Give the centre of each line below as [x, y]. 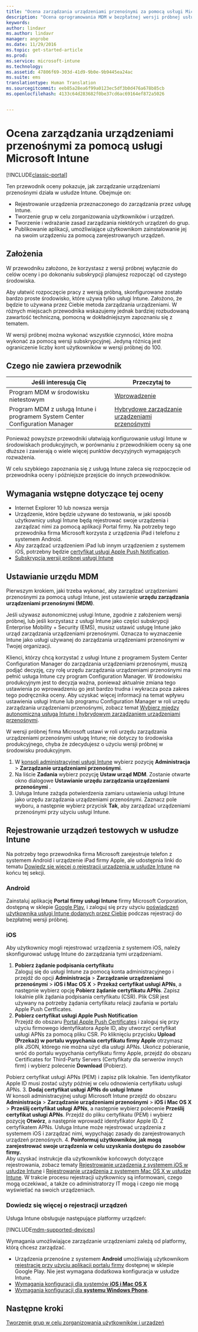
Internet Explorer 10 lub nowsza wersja [62, 508]
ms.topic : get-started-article [44, 50]
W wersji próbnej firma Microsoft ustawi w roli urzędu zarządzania [87, 731]
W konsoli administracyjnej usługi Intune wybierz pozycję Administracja [102, 762]
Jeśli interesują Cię [59, 382]
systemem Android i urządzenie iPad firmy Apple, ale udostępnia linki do [94, 860]
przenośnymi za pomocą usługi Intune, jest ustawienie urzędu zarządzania [98, 597]
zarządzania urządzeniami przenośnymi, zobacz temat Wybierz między [93, 707]
